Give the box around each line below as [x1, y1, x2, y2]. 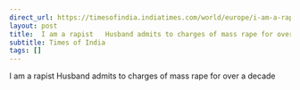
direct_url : [9, 12, 54, 22]
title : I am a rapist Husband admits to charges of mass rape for [9, 29, 274, 38]
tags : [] [9, 46, 42, 55]
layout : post [9, 21, 58, 30]
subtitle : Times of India [9, 37, 105, 47]
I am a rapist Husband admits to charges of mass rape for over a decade [9, 70, 276, 81]
